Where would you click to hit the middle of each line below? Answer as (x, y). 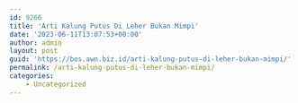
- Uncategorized (56, 84)
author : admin (36, 43)
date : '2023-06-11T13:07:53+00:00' (76, 34)
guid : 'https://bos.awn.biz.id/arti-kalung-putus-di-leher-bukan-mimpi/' (151, 59)
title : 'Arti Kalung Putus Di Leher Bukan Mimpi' (104, 26)
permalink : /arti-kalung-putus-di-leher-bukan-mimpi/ (113, 68)
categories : (32, 76)
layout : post (34, 51)
